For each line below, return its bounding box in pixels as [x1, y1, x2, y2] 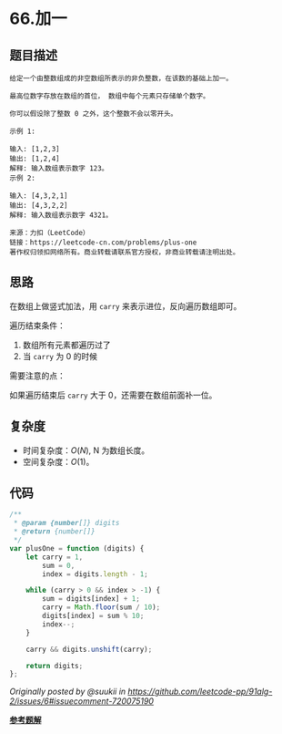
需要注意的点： [9, 370, 65, 381]
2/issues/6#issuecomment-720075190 [9, 696, 155, 707]
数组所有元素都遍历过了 [22, 339, 111, 350]
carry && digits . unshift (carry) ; [25, 645, 153, 654]
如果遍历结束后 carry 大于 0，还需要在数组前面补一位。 [9, 389, 217, 400]
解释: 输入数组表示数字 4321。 [9, 211, 113, 220]
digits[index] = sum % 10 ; [42, 612, 145, 621]
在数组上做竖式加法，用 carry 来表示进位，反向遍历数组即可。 [9, 300, 242, 311]
